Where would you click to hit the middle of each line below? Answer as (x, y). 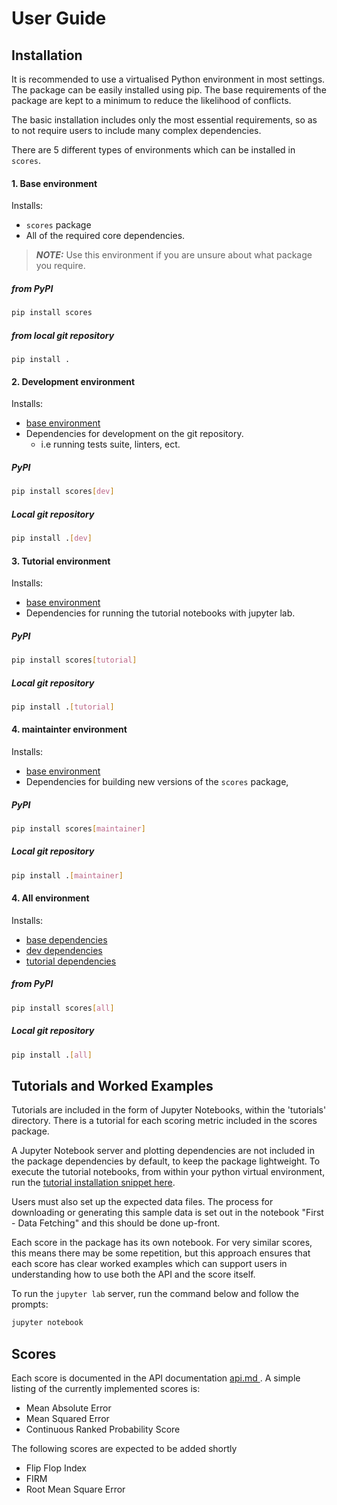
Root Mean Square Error (75, 1489)
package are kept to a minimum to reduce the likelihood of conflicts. (151, 100)
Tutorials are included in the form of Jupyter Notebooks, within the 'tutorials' (169, 1110)
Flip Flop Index (56, 1468)
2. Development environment (73, 381)
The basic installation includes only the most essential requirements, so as (164, 120)
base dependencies (66, 939)
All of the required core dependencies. (105, 236)
